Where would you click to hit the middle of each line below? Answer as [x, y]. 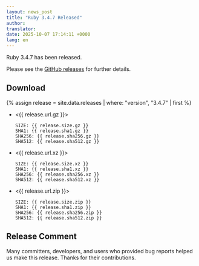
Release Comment [41, 237]
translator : [21, 29]
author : [16, 23]
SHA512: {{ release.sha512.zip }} [58, 218]
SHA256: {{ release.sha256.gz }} [57, 136]
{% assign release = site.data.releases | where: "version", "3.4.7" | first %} [99, 102]
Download [26, 88]
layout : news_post [29, 12]
